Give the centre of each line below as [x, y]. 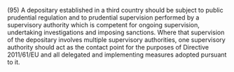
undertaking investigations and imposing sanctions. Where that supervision [116, 32]
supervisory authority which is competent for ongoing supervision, [103, 25]
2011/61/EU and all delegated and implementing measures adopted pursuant [117, 55]
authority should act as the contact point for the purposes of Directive [108, 47]
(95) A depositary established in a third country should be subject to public [115, 10]
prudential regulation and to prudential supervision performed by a [103, 17]
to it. [14, 62]
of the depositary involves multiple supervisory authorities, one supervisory [116, 40]
